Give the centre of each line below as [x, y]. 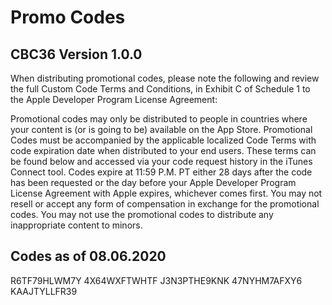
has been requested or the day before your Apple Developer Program [153, 182]
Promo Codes [68, 17]
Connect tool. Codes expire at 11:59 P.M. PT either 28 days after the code [161, 172]
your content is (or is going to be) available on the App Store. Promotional [161, 129]
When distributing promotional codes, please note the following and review [165, 78]
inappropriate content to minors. [76, 225]
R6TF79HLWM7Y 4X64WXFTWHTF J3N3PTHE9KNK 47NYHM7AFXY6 [156, 280]
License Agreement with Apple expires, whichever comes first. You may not [166, 193]
